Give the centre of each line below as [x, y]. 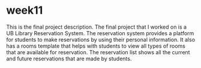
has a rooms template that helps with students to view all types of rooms [96, 46]
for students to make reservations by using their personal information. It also [101, 39]
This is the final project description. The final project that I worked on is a [97, 27]
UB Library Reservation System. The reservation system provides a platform [100, 33]
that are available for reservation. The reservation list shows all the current [98, 52]
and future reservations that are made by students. [69, 58]
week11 [25, 10]
